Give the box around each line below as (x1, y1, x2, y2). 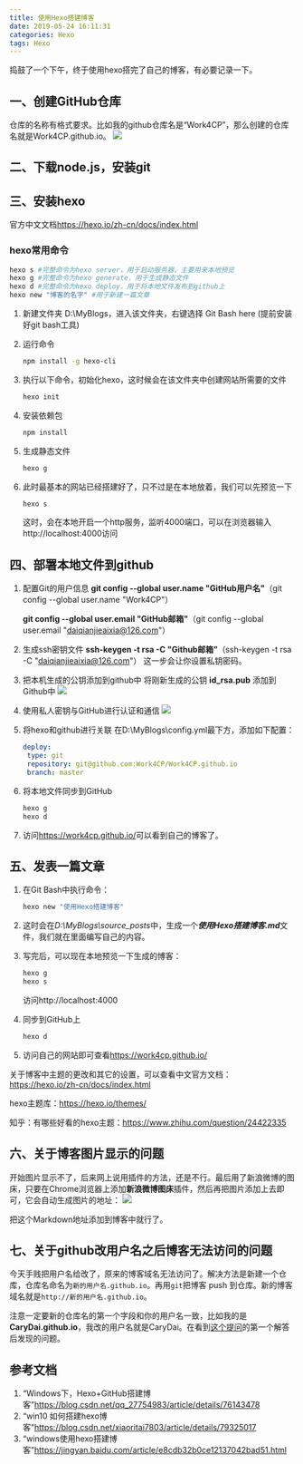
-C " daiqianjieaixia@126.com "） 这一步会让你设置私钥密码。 (22, 655, 247, 666)
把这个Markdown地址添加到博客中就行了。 (9, 1214, 168, 1225)
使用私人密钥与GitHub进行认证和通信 (22, 705, 160, 716)
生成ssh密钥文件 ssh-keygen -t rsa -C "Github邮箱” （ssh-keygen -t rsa (22, 645, 292, 655)
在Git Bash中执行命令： (22, 885, 110, 896)
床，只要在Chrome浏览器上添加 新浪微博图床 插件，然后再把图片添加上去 (9, 1183, 278, 1194)
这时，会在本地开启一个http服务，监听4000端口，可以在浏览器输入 (22, 517, 272, 528)
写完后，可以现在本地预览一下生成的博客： (22, 951, 182, 962)
